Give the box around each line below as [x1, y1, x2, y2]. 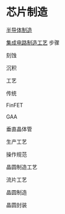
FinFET [6, 101, 24, 108]
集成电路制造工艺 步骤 [6, 39, 60, 46]
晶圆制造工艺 [6, 163, 37, 170]
